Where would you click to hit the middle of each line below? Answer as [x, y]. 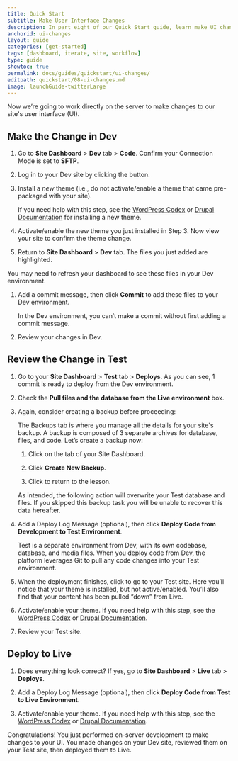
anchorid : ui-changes [39, 34]
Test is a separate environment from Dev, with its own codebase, [112, 545]
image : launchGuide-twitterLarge [57, 86]
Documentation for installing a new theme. [79, 218]
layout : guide [28, 40]
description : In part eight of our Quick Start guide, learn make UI [112, 27]
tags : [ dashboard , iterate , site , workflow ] [74, 54]
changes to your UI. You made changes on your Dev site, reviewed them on [118, 742]
